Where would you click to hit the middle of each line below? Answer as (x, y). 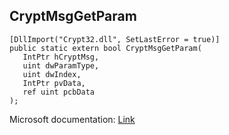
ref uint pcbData (59, 92)
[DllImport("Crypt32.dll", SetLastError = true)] (115, 39)
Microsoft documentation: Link (72, 119)
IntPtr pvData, (54, 83)
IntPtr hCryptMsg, (61, 57)
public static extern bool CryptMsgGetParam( (105, 48)
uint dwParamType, (61, 65)
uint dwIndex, (52, 74)
